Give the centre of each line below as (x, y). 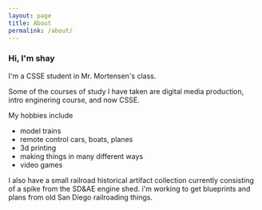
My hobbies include (41, 115)
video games (41, 164)
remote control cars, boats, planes (76, 139)
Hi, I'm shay (32, 58)
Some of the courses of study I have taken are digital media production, (126, 91)
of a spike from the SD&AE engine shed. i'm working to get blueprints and (129, 188)
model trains (40, 131)
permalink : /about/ (41, 30)
